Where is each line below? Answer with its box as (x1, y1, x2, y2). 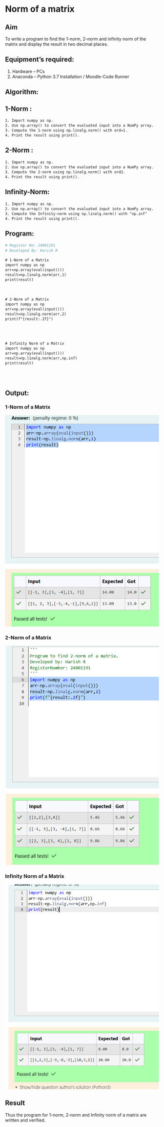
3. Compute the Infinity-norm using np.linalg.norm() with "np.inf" (5, 211, 147, 216)
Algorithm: (5, 88, 39, 96)
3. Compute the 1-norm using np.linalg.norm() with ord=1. (5, 128, 128, 133)
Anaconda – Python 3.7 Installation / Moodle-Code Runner (12, 74, 129, 79)
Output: (5, 389, 29, 397)
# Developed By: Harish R (5, 248, 58, 253)
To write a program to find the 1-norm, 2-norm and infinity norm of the (5, 36, 146, 42)
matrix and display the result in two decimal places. (5, 41, 108, 47)
